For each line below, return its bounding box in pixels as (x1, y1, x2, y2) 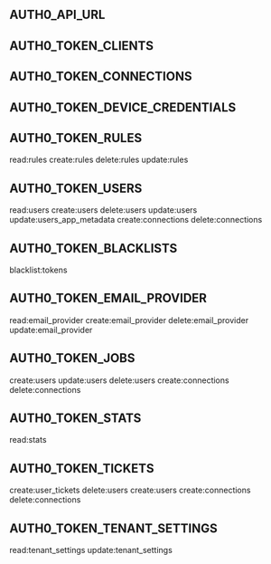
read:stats (9, 435, 47, 445)
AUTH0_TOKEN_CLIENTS (9, 38, 154, 53)
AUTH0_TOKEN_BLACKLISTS (9, 240, 178, 256)
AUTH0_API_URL (9, 7, 106, 23)
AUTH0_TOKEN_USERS (9, 180, 143, 196)
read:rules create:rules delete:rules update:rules (9, 154, 189, 166)
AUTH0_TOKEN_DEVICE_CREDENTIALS (9, 100, 237, 115)
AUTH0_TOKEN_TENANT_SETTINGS (9, 521, 219, 536)
